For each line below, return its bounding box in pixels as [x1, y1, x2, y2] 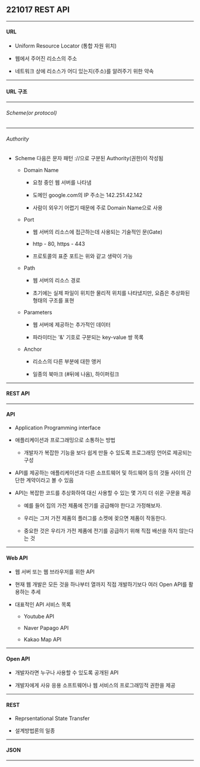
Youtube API [23, 613, 55, 620]
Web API [6, 554, 28, 562]
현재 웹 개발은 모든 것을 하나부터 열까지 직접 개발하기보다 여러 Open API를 [14, 581, 187, 588]
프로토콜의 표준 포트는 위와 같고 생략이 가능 [32, 252, 133, 260]
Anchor [23, 345, 42, 353]
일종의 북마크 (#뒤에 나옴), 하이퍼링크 [32, 370, 120, 378]
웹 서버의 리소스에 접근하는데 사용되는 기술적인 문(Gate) [32, 228, 162, 235]
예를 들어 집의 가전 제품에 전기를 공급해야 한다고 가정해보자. [23, 502, 162, 509]
